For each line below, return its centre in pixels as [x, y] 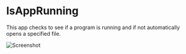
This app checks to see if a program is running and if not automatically [93, 27]
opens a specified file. [33, 33]
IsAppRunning [42, 11]
